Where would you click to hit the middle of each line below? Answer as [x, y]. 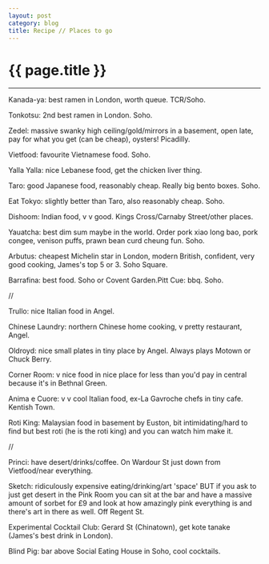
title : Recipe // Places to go [60, 30]
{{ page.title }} [58, 70]
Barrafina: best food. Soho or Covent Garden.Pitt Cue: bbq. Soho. [116, 280]
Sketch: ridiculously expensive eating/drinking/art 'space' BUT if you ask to [132, 486]
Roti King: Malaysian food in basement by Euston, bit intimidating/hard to [128, 423]
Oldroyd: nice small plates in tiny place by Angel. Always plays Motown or [130, 351]
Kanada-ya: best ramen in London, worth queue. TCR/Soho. [107, 100]
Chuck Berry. [30, 359]
